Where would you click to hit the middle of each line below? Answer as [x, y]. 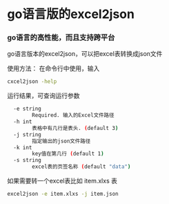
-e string [27, 109]
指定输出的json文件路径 [61, 141]
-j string [27, 135]
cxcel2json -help [32, 82]
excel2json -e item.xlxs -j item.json [63, 194]
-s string [27, 160]
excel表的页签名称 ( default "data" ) [81, 167]
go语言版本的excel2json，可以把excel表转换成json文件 [85, 54]
